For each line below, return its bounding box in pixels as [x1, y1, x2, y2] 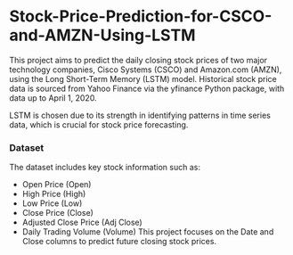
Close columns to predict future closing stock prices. [21, 236, 216, 247]
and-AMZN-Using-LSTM [9, 25, 196, 45]
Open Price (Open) [21, 179, 92, 190]
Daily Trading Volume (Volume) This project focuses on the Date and [21, 226, 274, 237]
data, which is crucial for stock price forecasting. [9, 119, 189, 130]
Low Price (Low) [21, 198, 83, 209]
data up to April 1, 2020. [9, 92, 97, 103]
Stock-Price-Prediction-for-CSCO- [9, 6, 273, 27]
